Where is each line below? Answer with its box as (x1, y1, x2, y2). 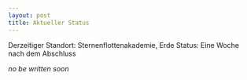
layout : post (8, 11, 51, 20)
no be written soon (8, 64, 69, 73)
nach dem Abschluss (8, 49, 76, 58)
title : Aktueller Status (8, 19, 90, 27)
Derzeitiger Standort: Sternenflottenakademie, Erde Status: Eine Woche (8, 40, 240, 49)
